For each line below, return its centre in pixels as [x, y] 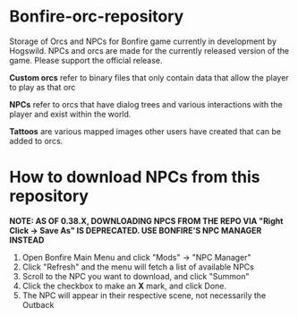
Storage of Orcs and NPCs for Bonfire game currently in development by [143, 41]
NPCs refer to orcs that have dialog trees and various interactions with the [146, 104]
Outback [38, 304]
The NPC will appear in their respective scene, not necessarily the [144, 295]
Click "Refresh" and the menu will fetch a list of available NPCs [138, 267]
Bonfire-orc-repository [97, 17]
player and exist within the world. [70, 114]
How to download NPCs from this [135, 177]
